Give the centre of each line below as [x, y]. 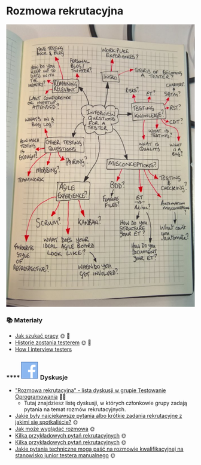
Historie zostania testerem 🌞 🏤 [53, 342]
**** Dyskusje [37, 377]
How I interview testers [43, 349]
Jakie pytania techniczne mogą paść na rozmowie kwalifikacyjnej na [99, 449]
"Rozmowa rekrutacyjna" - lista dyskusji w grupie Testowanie [90, 390]
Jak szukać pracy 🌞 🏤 [42, 335]
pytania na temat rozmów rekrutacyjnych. [75, 409]
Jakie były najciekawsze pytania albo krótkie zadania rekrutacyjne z [98, 416]
